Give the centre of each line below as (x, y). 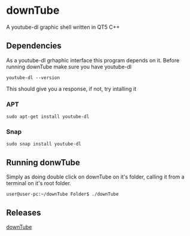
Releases (24, 212)
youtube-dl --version (33, 78)
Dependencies (34, 46)
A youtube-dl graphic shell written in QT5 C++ (63, 27)
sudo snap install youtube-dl (44, 144)
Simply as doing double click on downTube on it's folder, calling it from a (95, 177)
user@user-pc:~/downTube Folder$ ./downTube (62, 194)
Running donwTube (43, 162)
